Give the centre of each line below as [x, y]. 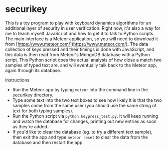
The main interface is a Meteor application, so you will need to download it [82, 39]
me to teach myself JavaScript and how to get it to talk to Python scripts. [80, 33]
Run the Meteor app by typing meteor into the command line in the [80, 89]
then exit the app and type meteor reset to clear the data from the [80, 137]
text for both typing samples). [43, 111]
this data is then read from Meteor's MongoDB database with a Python [78, 54]
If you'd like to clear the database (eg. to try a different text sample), [83, 132]
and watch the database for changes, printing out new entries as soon [84, 121]
